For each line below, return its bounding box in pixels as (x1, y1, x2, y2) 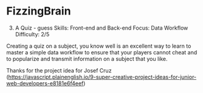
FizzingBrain (6, 4, 71, 18)
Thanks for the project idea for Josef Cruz (6, 66, 112, 74)
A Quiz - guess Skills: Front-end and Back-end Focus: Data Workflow (15, 24, 188, 31)
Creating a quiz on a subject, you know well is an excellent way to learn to (6, 42, 191, 50)
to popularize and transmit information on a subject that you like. (6, 55, 168, 62)
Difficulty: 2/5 (15, 30, 50, 37)
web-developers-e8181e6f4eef (6, 80, 84, 87)
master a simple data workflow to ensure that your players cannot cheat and (6, 48, 198, 56)
